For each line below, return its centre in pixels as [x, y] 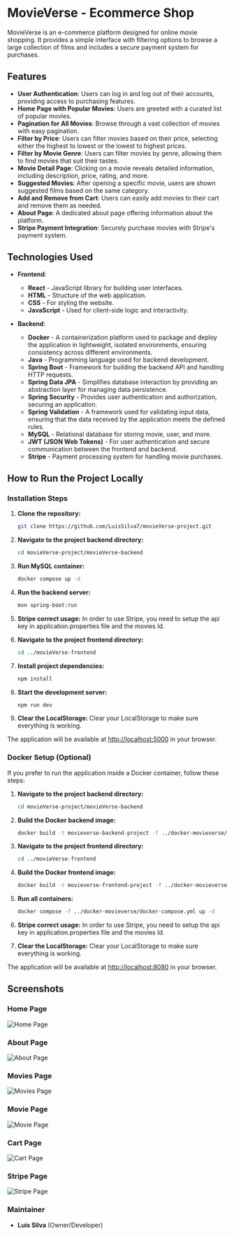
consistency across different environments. [90, 352]
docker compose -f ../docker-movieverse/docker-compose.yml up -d [116, 912]
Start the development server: [62, 692]
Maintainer [26, 1209]
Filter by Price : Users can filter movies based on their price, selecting [117, 138]
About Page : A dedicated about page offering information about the [115, 212]
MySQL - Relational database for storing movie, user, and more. [119, 434]
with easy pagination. [48, 130]
